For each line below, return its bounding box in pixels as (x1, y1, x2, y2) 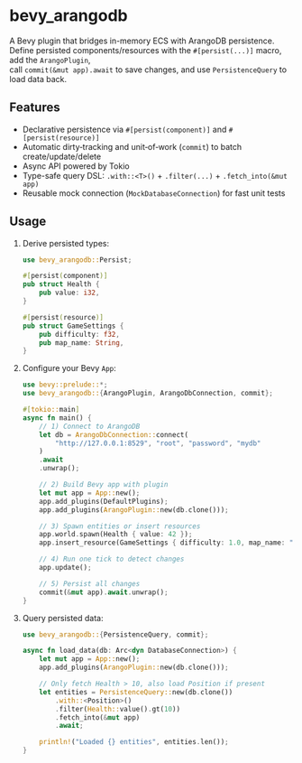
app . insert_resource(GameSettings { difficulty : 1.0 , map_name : (39, 538, 286, 547)
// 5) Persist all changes (39, 579, 141, 588)
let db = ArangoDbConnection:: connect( (39, 430, 189, 439)
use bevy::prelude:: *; (22, 380, 108, 389)
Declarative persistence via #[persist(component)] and (22, 124, 227, 135)
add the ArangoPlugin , (9, 54, 91, 65)
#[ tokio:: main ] (22, 405, 80, 414)
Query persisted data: (22, 612, 104, 623)
